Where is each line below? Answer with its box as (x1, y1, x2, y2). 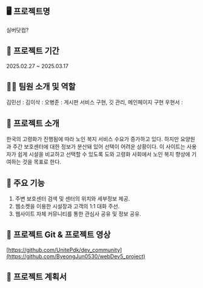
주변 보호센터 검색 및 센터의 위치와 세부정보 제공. (15, 195, 130, 202)
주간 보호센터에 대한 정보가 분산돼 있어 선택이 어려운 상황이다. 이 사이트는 (12, 143, 186, 151)
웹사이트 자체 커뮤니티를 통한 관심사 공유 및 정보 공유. (15, 210, 141, 218)
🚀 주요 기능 (6, 177, 45, 188)
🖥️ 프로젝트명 (6, 6, 50, 17)
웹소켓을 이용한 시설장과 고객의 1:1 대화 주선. (15, 203, 120, 210)
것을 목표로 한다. (22, 158, 62, 166)
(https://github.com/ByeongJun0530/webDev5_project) (6, 252, 145, 260)
